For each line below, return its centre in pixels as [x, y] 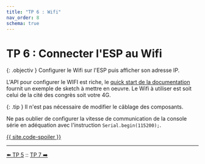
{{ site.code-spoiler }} [34, 137]
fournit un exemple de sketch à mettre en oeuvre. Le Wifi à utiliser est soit [99, 88]
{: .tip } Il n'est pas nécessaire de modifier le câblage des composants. [95, 107]
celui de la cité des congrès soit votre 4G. [59, 95]
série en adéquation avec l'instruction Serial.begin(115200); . [84, 125]
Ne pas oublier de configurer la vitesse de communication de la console [97, 119]
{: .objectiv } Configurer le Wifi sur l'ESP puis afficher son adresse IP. [93, 70]
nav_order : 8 [23, 18]
